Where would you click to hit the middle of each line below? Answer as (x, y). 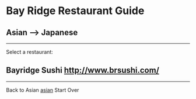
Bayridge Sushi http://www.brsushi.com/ (83, 71)
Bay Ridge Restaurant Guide (75, 11)
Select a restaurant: (30, 52)
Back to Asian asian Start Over (43, 90)
